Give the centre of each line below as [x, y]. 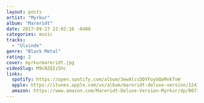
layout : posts [24, 12]
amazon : [22, 91]
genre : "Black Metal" [34, 51]
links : [15, 74]
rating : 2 [19, 57]
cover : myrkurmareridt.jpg [40, 62]
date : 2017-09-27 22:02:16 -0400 [49, 29]
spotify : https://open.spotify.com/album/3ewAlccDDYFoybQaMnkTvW [96, 79]
